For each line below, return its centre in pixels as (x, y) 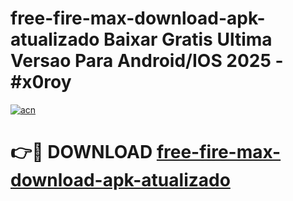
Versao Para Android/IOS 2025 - (147, 61)
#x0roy (41, 82)
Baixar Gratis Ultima (188, 39)
